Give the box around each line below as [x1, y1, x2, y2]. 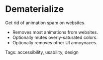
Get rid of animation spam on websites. [5, 20, 86, 26]
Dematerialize [5, 3, 64, 15]
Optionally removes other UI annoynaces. [12, 39, 98, 45]
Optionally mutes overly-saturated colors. [12, 34, 98, 40]
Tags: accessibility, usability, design [5, 49, 79, 55]
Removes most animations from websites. [12, 29, 98, 35]
